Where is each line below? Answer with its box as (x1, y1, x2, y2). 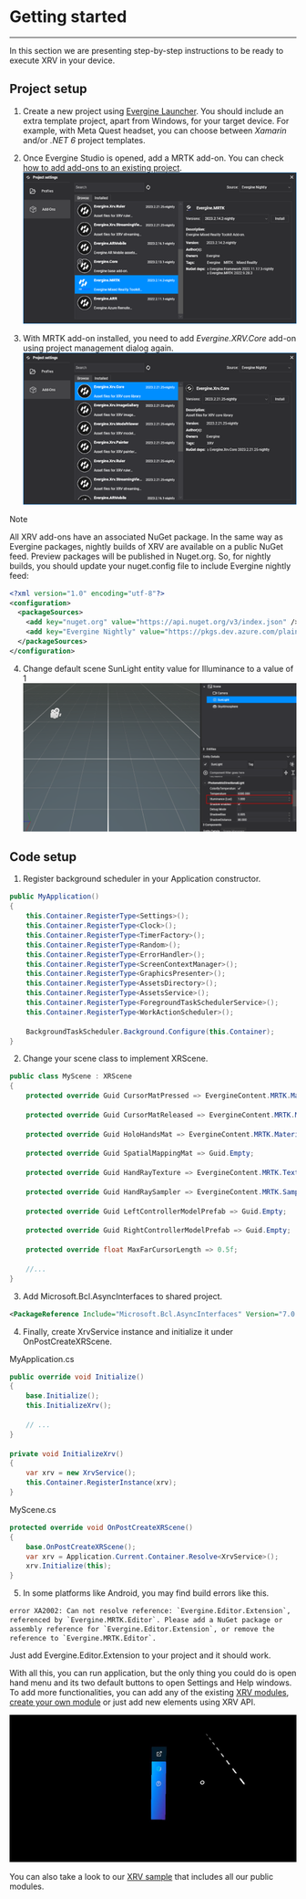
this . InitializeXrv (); (25, 1401, 112, 1411)
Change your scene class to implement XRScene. (22, 1053, 209, 1065)
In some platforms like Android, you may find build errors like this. (22, 1588, 270, 1599)
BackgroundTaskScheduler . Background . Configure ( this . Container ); (25, 1027, 275, 1036)
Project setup (9, 81, 88, 97)
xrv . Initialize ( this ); (25, 1561, 112, 1571)
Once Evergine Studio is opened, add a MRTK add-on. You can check (22, 152, 284, 163)
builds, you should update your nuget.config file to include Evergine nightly (9, 560, 291, 572)
